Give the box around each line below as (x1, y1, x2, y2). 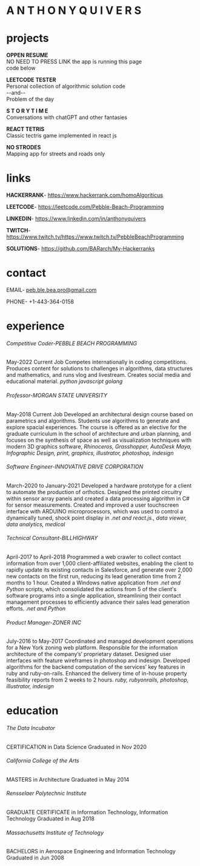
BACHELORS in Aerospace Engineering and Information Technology (6, 848, 176, 855)
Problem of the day (6, 95, 55, 103)
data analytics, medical (6, 520, 65, 528)
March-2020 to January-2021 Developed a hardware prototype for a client (6, 482, 192, 489)
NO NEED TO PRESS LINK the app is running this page (6, 58, 142, 66)
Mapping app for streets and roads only (6, 150, 105, 158)
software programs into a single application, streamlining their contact (6, 592, 181, 599)
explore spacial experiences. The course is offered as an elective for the (6, 423, 187, 431)
